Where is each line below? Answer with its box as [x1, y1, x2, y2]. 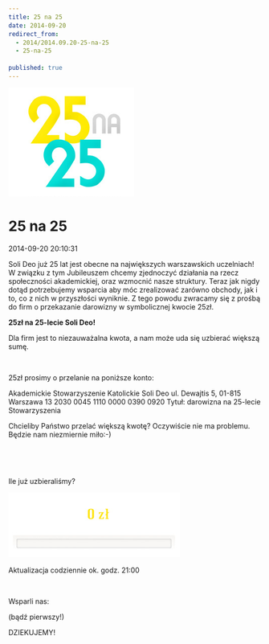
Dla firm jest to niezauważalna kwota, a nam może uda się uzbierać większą [8, 333, 260, 343]
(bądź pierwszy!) [8, 612, 65, 621]
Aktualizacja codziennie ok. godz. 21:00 [8, 565, 141, 575]
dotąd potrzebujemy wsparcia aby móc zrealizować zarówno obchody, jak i [8, 285, 259, 294]
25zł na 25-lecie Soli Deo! [8, 318, 96, 327]
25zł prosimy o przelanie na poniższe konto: [8, 372, 154, 382]
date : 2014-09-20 [8, 21, 67, 30]
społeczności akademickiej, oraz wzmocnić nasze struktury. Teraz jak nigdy [8, 276, 260, 285]
